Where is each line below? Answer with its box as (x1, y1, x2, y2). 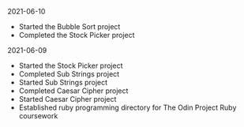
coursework (18, 111, 58, 121)
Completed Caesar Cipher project (18, 86, 129, 95)
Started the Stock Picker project (18, 61, 123, 70)
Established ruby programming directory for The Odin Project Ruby (18, 103, 237, 112)
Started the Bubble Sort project (18, 22, 121, 31)
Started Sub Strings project (18, 78, 108, 87)
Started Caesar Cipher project (18, 95, 117, 103)
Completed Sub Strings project (18, 69, 120, 78)
